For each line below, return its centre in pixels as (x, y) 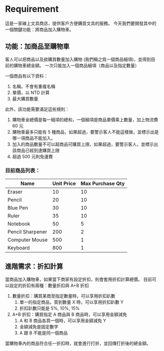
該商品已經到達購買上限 (36, 150)
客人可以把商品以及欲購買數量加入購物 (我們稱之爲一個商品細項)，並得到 (78, 59)
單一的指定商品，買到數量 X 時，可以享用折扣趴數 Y (71, 302)
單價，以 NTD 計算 (31, 93)
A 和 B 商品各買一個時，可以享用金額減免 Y (63, 320)
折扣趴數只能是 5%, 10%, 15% (49, 308)
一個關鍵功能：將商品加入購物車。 (39, 29)
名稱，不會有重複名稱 (34, 86)
